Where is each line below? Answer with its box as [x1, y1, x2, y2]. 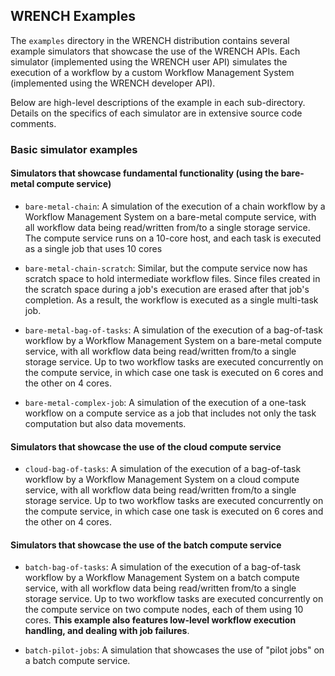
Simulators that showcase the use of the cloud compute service [10, 440, 282, 453]
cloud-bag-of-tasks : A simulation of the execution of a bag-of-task [24, 463, 302, 475]
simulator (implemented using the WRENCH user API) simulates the [10, 55, 288, 68]
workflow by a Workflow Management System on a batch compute [24, 572, 300, 584]
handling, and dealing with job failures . [24, 625, 190, 637]
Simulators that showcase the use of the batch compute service [10, 539, 282, 551]
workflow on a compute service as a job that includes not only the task [24, 407, 317, 419]
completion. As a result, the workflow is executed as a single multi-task [24, 294, 319, 306]
